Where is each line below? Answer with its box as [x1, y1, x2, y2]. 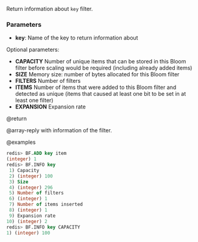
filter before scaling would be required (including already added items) [15, 64, 193, 72]
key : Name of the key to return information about [15, 34, 138, 41]
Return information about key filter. [6, 5, 93, 12]
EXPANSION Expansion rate [15, 103, 87, 110]
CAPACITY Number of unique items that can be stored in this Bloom [15, 58, 186, 65]
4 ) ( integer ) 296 [9, 184, 53, 191]
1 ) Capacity [9, 167, 40, 173]
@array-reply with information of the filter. [6, 127, 112, 134]
